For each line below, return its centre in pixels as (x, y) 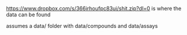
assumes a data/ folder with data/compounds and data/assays (82, 26)
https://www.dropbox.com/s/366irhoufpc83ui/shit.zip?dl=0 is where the (94, 8)
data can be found (29, 15)
